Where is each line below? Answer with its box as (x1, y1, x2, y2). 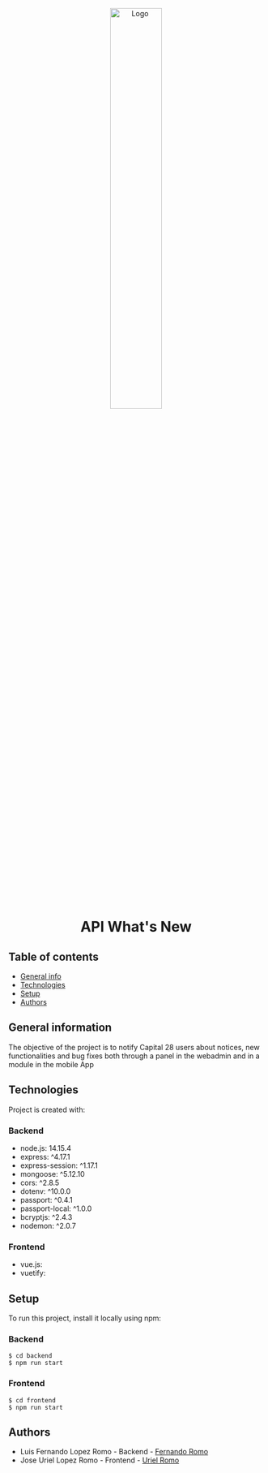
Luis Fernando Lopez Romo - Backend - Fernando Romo (19, 1447, 209, 1457)
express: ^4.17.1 (19, 1152, 70, 1161)
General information (8, 1021, 112, 1035)
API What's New (80, 918, 192, 937)
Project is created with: (8, 1105, 86, 1114)
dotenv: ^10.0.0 (19, 1186, 71, 1196)
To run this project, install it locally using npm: (8, 1313, 162, 1323)
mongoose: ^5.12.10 (19, 1169, 85, 1178)
